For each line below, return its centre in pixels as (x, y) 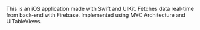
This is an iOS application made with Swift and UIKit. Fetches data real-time (100, 9)
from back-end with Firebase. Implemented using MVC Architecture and (96, 15)
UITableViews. (24, 21)
